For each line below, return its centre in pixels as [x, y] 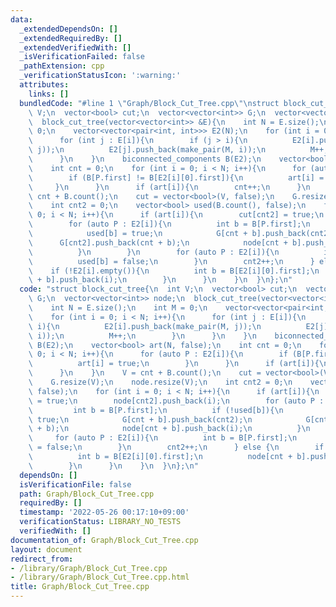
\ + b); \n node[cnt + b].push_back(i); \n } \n [169, 429]
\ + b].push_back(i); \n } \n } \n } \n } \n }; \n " [160, 280]
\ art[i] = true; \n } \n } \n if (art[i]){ [174, 364]
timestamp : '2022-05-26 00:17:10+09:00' [104, 512]
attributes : [44, 85]
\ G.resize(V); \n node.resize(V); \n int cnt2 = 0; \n [160, 382]
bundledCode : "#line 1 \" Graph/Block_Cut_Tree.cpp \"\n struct [149, 103]
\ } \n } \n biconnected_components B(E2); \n [145, 159]
